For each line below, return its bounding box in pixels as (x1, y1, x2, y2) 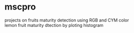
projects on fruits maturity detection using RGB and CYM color (4, 17, 129, 23)
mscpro (4, 1, 36, 12)
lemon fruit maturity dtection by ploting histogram (4, 22, 104, 28)
